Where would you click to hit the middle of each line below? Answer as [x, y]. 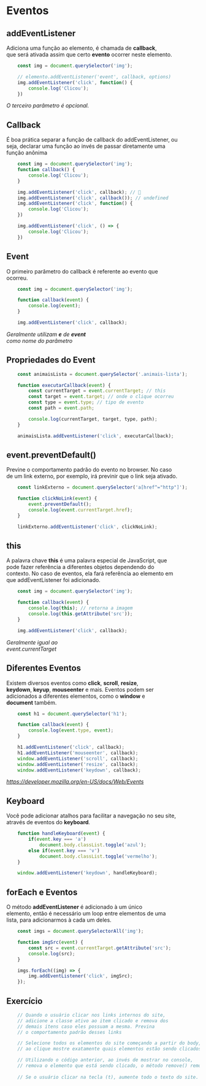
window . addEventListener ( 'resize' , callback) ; [78, 764]
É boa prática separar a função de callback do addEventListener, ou [92, 140]
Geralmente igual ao [32, 642]
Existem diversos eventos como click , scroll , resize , [73, 683]
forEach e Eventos [42, 892]
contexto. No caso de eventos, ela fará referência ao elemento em [90, 573]
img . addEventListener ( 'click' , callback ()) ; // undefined [93, 198]
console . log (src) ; [52, 954]
